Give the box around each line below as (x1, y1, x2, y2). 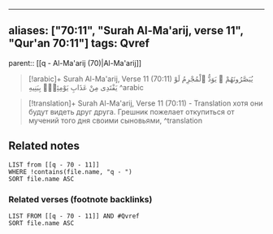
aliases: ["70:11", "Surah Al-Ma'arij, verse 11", (8, 24, 244, 37)
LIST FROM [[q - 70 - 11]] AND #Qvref (8, 212, 140, 220)
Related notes (8, 139, 80, 153)
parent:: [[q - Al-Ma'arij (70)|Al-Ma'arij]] (8, 58, 142, 67)
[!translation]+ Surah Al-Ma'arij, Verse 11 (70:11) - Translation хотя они (28, 98, 263, 108)
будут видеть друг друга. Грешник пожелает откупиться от (28, 106, 235, 116)
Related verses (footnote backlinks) (8, 193, 153, 205)
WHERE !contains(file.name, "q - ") (8, 167, 132, 175)
